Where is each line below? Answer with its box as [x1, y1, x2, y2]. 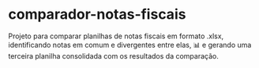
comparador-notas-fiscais [8, 5, 186, 23]
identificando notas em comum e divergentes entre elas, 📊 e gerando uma [8, 40, 252, 49]
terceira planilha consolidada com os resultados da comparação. [8, 51, 219, 60]
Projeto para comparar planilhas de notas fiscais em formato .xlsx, [8, 31, 224, 41]
